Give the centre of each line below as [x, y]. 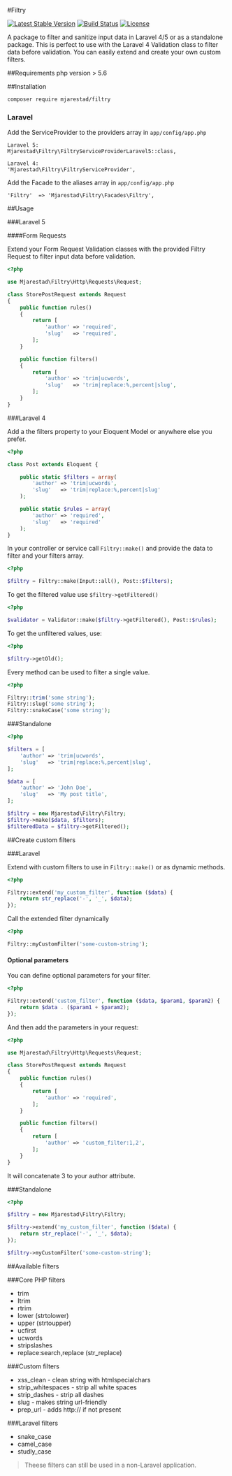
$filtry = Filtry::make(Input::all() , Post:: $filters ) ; [90, 581]
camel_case [35, 1444]
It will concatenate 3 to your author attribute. [71, 1175]
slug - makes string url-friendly [62, 1402]
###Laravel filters [32, 1423]
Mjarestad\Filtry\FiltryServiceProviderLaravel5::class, [92, 152]
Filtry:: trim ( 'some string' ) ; [51, 697]
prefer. [17, 439]
